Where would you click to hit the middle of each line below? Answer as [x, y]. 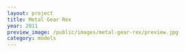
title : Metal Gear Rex [39, 20]
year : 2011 [23, 26]
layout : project [30, 13]
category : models [32, 38]
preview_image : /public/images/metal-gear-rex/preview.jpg [93, 32]
